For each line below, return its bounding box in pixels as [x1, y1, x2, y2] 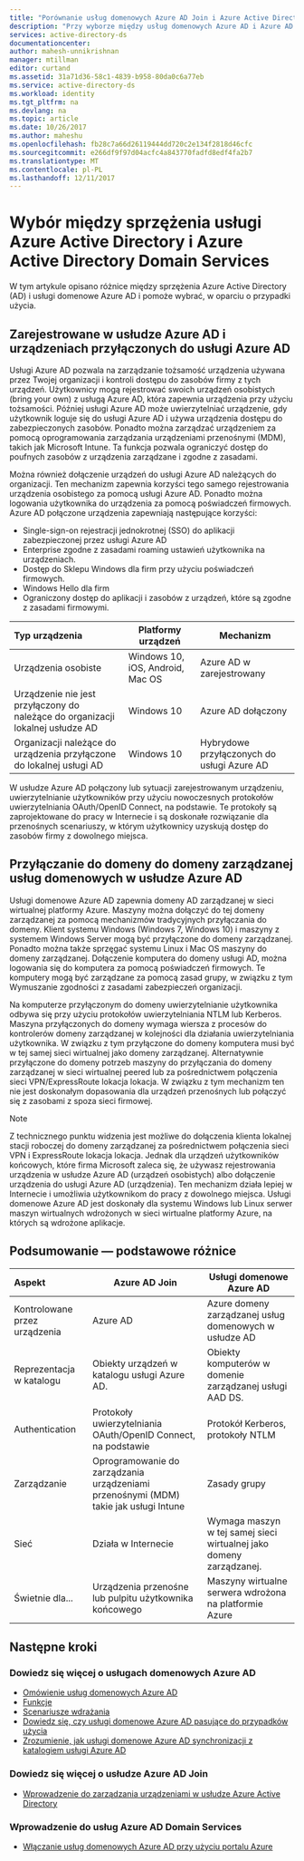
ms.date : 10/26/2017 [9, 123, 88, 132]
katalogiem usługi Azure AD [22, 1745, 127, 1756]
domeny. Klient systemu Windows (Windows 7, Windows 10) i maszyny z [9, 924, 280, 935]
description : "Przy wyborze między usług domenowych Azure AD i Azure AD [9, 22, 294, 31]
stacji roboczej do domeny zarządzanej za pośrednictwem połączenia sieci [9, 1139, 290, 1151]
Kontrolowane [14, 1303, 73, 1315]
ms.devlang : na [9, 106, 67, 115]
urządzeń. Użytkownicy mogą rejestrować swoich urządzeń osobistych [9, 384, 276, 394]
